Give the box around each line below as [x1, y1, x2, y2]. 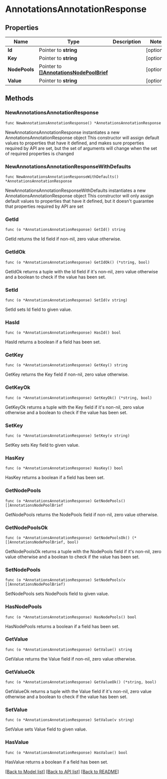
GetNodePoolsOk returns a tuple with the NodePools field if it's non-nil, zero [5, 548, 162, 554]
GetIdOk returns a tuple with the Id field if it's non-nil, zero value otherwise [5, 268, 158, 274]
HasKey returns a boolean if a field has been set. [5, 475, 105, 481]
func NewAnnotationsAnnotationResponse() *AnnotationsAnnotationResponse [5, 120, 162, 125]
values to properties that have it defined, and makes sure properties [5, 140, 144, 146]
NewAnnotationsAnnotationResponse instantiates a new [5, 129, 120, 135]
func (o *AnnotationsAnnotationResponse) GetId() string [5, 227, 126, 232]
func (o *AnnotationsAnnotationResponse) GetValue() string [5, 647, 133, 652]
